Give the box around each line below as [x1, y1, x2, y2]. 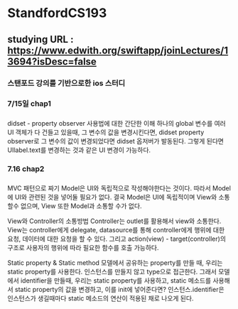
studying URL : [7, 33, 74, 45]
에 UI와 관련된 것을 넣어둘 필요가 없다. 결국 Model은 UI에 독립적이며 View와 [7, 193, 217, 202]
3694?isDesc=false [7, 55, 97, 67]
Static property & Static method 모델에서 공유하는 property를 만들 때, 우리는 [7, 259, 223, 267]
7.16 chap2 [7, 164, 45, 174]
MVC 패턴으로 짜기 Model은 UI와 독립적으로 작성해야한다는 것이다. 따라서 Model [7, 184, 231, 193]
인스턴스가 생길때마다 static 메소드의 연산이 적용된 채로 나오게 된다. [7, 294, 194, 303]
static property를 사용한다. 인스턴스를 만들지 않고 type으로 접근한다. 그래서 [7, 268, 217, 276]
